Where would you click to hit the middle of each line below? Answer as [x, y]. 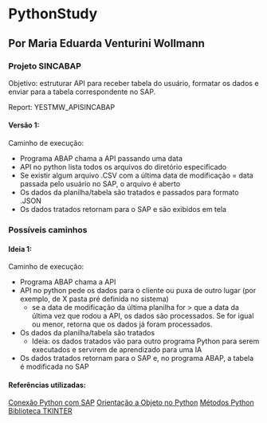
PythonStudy [53, 14]
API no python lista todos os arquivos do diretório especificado [123, 167]
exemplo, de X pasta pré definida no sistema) [94, 299]
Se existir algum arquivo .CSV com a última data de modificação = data [136, 175]
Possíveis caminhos [48, 230]
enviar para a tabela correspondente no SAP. [82, 92]
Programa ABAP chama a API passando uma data [101, 159]
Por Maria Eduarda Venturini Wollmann [107, 43]
